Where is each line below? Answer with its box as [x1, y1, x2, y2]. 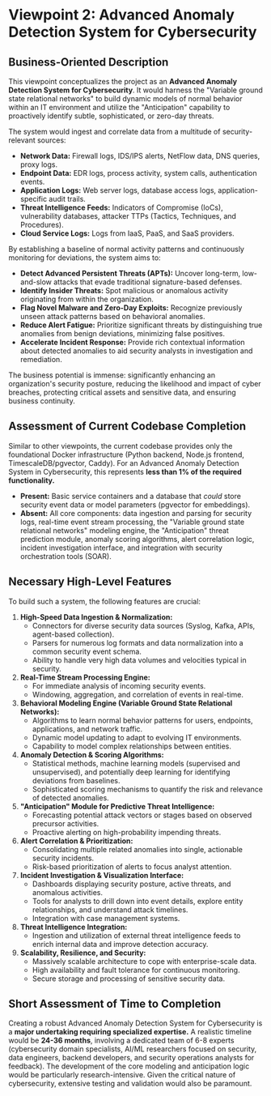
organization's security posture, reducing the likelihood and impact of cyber [8, 379, 261, 388]
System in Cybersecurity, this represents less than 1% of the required [8, 467, 242, 476]
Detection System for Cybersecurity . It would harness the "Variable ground [8, 85, 263, 95]
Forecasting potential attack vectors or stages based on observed [32, 810, 252, 820]
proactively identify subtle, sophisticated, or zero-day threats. [8, 111, 214, 121]
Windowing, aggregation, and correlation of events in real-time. [32, 689, 244, 699]
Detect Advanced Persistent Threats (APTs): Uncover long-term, [19, 269, 241, 278]
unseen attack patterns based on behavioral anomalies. [19, 312, 205, 321]
